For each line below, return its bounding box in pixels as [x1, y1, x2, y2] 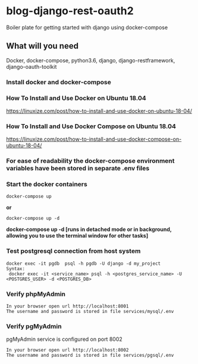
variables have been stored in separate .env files [6, 164, 150, 173]
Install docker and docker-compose [6, 78, 111, 86]
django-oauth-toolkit [6, 63, 57, 70]
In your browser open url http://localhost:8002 [6, 347, 129, 353]
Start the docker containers [6, 180, 87, 188]
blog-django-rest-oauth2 [6, 4, 134, 18]
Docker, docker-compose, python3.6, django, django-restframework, [6, 56, 175, 64]
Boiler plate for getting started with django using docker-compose [6, 24, 168, 31]
